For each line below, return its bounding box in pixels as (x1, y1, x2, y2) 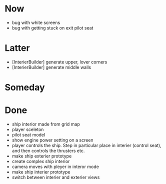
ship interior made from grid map (11, 121, 80, 127)
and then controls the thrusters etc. (11, 148, 85, 153)
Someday (4, 82, 45, 93)
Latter (4, 42, 30, 54)
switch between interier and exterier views (11, 174, 100, 180)
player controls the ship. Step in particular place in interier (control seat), (11, 142, 161, 148)
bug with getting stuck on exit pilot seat (11, 24, 93, 30)
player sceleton (11, 126, 44, 132)
